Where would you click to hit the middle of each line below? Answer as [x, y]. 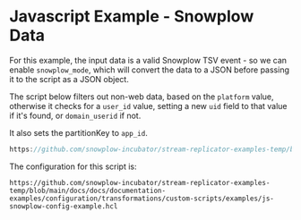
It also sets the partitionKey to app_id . [78, 132]
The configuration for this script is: [73, 166]
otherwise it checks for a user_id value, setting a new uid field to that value [149, 106]
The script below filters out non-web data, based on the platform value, [142, 97]
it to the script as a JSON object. [69, 79]
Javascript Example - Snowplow [132, 17]
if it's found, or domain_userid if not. [75, 115]
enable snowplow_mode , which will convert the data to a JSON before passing [149, 70]
